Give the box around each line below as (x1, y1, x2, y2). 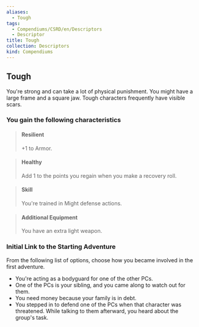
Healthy (21, 158, 42, 166)
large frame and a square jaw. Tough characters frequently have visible (6, 94, 186, 101)
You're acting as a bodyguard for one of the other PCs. (15, 274, 154, 282)
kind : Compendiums (6, 49, 53, 55)
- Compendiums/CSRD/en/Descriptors (12, 26, 103, 32)
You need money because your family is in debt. (15, 294, 137, 301)
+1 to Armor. (21, 144, 52, 152)
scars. (6, 100, 23, 108)
